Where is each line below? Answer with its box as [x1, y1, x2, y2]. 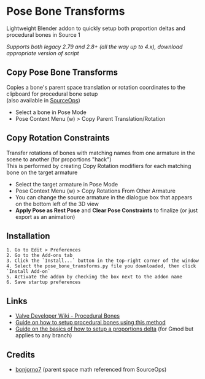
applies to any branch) [15, 332, 72, 339]
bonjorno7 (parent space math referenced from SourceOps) [15, 366, 167, 373]
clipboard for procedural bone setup [6, 90, 98, 98]
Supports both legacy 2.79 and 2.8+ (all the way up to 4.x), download [6, 43, 183, 50]
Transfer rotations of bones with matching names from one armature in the [6, 149, 195, 156]
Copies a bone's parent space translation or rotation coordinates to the [6, 83, 186, 91]
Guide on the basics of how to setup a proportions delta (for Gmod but [15, 325, 194, 332]
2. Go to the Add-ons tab [6, 253, 72, 259]
